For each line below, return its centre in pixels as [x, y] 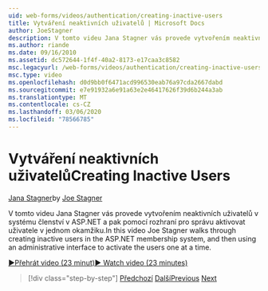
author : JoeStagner [41, 30]
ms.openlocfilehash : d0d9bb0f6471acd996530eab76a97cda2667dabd [116, 82]
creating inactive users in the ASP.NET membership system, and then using [132, 238]
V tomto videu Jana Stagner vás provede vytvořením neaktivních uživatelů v [134, 213]
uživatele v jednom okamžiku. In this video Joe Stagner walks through [122, 230]
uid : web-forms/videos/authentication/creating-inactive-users [116, 16]
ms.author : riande [39, 45]
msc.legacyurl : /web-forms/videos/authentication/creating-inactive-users [135, 68]
